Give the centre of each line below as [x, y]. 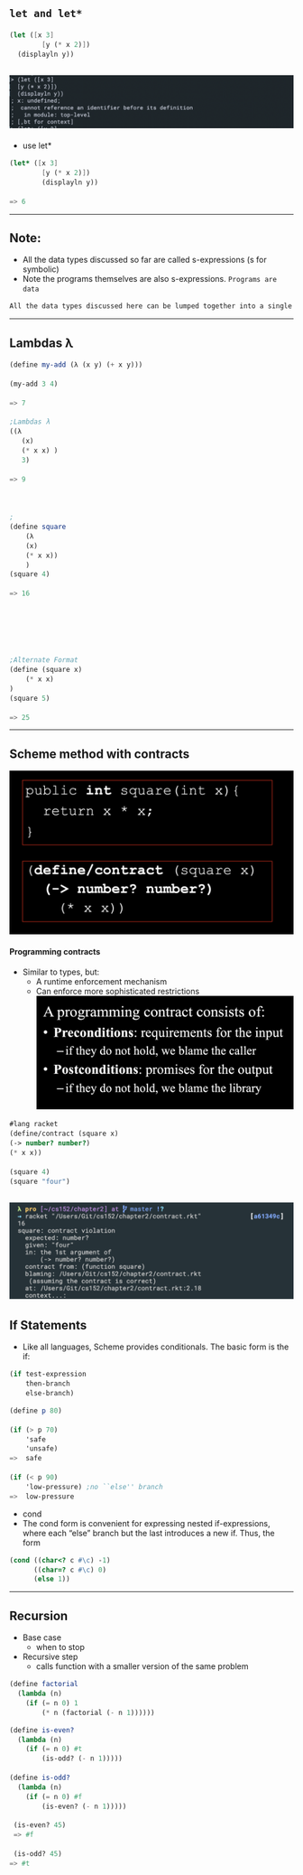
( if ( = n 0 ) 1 [52, 1703]
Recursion [39, 1615]
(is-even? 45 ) [40, 1825]
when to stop [60, 1647]
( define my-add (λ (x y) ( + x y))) [76, 365]
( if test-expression [48, 1375]
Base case [41, 1637]
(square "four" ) [40, 1181]
